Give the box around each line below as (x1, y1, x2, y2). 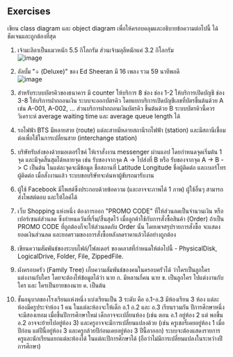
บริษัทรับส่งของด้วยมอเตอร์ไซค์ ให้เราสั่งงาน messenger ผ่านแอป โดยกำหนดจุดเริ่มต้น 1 (17, 148, 223, 156)
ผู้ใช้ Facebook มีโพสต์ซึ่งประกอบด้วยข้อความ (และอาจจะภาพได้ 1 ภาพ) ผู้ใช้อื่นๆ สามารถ (17, 184, 224, 193)
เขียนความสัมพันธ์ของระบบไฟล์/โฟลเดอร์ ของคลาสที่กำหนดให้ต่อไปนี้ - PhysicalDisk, (17, 244, 218, 253)
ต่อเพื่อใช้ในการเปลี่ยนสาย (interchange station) (17, 134, 138, 142)
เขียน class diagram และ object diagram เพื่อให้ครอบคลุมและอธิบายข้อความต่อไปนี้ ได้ (7, 24, 218, 32)
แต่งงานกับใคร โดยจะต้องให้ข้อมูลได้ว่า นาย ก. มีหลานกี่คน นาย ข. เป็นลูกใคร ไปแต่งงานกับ (17, 273, 224, 281)
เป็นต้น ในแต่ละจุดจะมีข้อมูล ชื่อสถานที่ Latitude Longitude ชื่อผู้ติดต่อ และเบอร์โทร (29, 163, 226, 171)
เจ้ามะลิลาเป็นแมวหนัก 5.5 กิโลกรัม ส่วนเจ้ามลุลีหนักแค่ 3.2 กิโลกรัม (17, 45, 174, 54)
